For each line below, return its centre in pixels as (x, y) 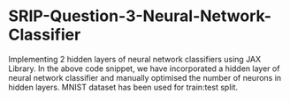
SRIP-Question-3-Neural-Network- (140, 16)
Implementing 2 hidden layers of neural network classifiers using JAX (135, 59)
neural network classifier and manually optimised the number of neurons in (145, 77)
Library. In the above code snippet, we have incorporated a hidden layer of (144, 69)
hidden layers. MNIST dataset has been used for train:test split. (123, 87)
